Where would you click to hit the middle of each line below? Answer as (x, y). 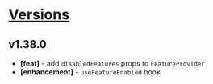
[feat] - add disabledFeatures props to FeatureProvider (113, 63)
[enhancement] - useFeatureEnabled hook (90, 72)
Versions (39, 15)
